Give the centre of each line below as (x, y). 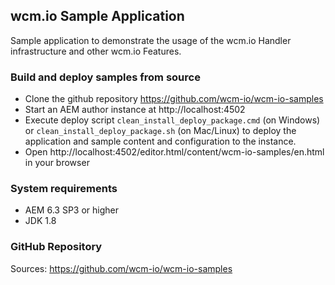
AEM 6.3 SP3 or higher (71, 210)
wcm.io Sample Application (97, 16)
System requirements (64, 189)
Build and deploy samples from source (105, 77)
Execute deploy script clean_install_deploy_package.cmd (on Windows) (172, 120)
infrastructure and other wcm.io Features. (96, 51)
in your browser (57, 163)
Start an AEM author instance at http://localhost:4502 (135, 110)
